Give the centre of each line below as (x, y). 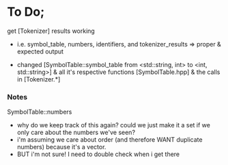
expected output (40, 51)
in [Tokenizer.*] (39, 79)
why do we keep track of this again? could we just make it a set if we (113, 125)
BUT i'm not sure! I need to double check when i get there (98, 154)
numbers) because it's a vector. (61, 147)
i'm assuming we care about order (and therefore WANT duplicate (110, 140)
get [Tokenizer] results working (51, 31)
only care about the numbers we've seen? (76, 132)
